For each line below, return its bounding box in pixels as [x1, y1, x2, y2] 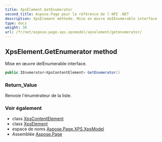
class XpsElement [12, 121, 48, 127]
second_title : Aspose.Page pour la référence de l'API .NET [5, 12, 130, 17]
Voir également [5, 105, 42, 111]
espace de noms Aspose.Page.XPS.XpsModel [12, 126, 104, 132]
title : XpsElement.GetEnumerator [5, 7, 73, 12]
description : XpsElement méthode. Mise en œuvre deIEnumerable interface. [5, 16, 160, 21]
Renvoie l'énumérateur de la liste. [5, 92, 72, 98]
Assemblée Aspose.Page [12, 131, 63, 137]
